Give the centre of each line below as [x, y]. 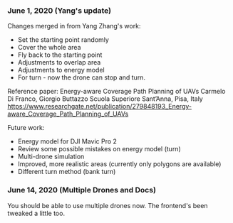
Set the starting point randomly [63, 40]
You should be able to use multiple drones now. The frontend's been [108, 205]
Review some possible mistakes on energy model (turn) [99, 149]
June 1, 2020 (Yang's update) [59, 11]
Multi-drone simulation [51, 157]
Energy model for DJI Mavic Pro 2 [67, 141]
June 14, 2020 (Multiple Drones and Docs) [82, 190]
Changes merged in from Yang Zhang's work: [74, 26]
